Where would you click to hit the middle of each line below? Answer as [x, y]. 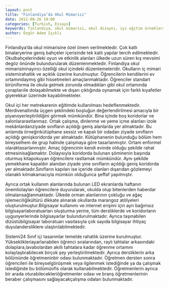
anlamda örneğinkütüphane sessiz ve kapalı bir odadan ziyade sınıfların [79, 132]
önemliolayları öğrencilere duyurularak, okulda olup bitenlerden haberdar [81, 189]
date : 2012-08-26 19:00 [30, 19]
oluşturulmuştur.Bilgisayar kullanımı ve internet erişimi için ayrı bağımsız [80, 205]
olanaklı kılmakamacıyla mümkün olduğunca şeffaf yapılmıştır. [69, 174]
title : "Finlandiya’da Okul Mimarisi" [46, 15]
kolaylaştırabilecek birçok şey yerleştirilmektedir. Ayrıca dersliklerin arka [80, 252]
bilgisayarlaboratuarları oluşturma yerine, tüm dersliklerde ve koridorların [81, 211]
